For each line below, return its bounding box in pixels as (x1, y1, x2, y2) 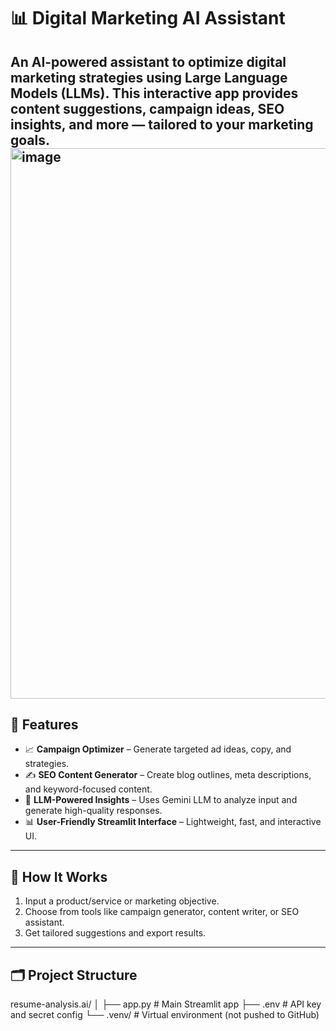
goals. (10, 131, 50, 149)
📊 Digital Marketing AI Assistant (10, 7, 286, 30)
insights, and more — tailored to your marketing (10, 116, 314, 133)
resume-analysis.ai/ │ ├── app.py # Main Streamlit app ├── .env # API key (10, 998, 322, 1010)
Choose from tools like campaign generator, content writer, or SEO (24, 906, 300, 918)
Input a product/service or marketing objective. (24, 895, 220, 907)
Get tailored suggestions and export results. (24, 927, 207, 939)
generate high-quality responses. (24, 805, 163, 817)
